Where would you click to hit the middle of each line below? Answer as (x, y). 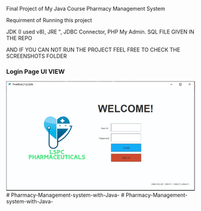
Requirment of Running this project (49, 20)
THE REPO (19, 38)
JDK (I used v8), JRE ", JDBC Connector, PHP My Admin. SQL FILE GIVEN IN (100, 32)
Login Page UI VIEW (36, 71)
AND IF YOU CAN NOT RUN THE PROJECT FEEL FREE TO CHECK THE (93, 50)
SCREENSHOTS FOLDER (36, 56)
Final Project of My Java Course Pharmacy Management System (86, 9)
